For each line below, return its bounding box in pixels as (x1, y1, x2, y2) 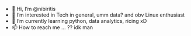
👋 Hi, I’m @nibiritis (11, 6, 56, 12)
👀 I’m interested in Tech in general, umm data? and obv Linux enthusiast (11, 11, 185, 18)
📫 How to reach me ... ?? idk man (11, 24, 93, 31)
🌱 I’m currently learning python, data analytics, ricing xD (11, 18, 147, 24)
